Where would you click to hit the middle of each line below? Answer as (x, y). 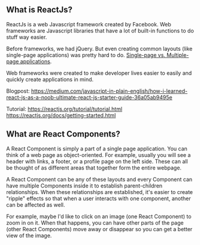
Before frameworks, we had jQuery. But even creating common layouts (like (99, 49)
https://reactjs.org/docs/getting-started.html (61, 115)
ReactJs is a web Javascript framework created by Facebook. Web (89, 24)
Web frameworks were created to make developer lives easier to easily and (99, 73)
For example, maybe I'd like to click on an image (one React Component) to (99, 216)
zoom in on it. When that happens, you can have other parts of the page (95, 223)
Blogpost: (18, 91)
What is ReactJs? (40, 10)
